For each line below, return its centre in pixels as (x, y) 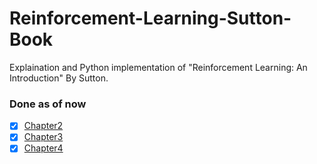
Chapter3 (43, 137)
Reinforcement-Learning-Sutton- (150, 18)
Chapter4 (43, 148)
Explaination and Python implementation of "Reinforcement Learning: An (158, 67)
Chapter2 (43, 126)
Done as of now (48, 104)
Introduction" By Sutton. (59, 78)
